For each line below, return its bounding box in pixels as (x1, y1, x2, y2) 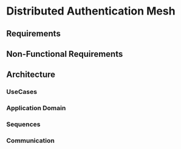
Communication (6, 136, 55, 145)
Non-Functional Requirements (6, 48, 123, 59)
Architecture (6, 70, 56, 80)
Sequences (6, 120, 41, 128)
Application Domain (6, 104, 66, 113)
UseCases (6, 88, 38, 96)
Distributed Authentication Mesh (6, 4, 176, 18)
